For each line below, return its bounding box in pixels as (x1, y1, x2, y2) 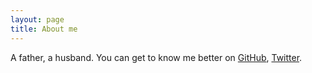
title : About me (10, 24, 78, 34)
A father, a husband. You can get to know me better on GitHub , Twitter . (10, 51, 303, 63)
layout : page (10, 14, 65, 25)
